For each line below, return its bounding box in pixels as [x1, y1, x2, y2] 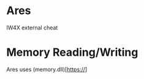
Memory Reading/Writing [6, 45, 138, 59]
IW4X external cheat [6, 24, 58, 31]
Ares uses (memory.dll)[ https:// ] [6, 66, 88, 73]
